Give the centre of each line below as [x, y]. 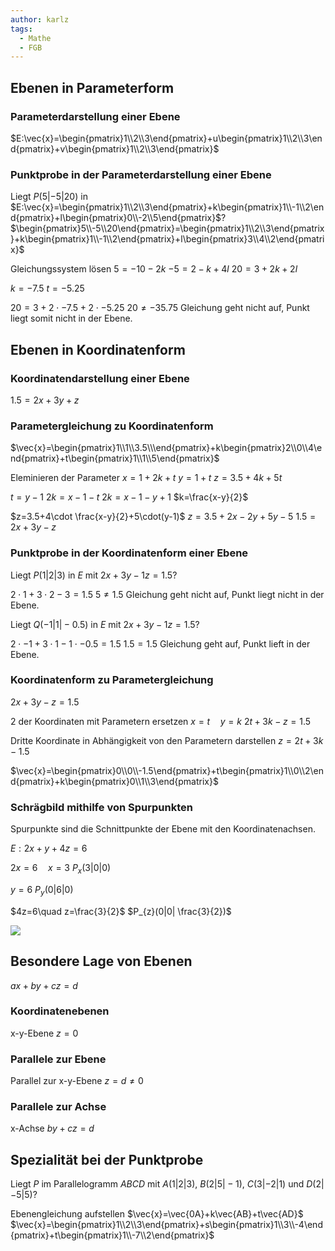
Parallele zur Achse [58, 1107]
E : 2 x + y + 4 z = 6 [49, 848]
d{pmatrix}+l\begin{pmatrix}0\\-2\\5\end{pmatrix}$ [116, 218]
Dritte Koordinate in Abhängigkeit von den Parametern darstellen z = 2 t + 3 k [167, 740]
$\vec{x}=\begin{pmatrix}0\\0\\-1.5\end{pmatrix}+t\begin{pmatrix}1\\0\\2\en [167, 770]
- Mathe [35, 38]
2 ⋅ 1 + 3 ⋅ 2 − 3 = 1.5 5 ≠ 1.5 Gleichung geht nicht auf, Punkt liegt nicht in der [167, 594]
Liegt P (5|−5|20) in [49, 197]
